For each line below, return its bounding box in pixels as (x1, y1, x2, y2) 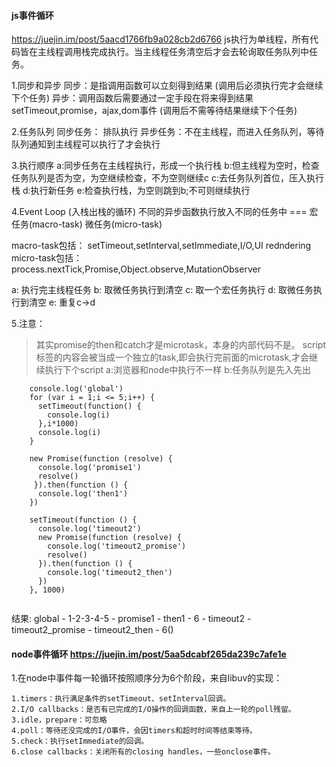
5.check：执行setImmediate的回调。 (11, 736, 149, 747)
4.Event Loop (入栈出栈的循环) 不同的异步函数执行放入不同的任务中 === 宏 (11, 206, 319, 218)
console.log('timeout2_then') (47, 568, 173, 578)
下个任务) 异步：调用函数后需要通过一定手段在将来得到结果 (11, 92, 254, 104)
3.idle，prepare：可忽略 (11, 715, 108, 725)
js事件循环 (11, 9, 54, 21)
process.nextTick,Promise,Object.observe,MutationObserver (11, 263, 261, 275)
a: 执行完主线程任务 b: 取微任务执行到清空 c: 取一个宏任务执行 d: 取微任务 (11, 284, 314, 296)
